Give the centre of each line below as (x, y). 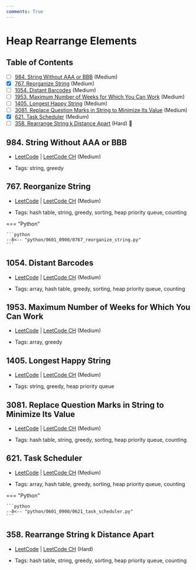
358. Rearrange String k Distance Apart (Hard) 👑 (73, 123)
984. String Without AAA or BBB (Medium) (66, 77)
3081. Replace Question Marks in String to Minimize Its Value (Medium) (101, 110)
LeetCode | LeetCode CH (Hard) (54, 549)
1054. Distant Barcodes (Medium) (55, 90)
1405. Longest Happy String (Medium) (61, 103)
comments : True (25, 12)
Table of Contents (40, 63)
